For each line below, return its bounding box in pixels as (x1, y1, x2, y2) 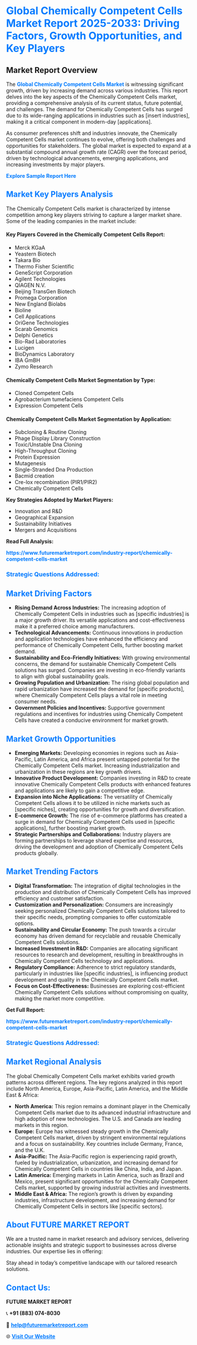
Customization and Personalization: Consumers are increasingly (14, 901, 173, 908)
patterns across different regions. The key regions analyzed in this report (6, 1079, 183, 1086)
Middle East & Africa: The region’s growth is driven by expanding (14, 1190, 173, 1197)
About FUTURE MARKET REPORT (6, 1220, 130, 1230)
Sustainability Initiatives (14, 520, 72, 528)
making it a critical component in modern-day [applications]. (6, 118, 152, 125)
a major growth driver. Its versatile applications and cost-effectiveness (14, 617, 185, 624)
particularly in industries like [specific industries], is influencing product (14, 970, 188, 977)
